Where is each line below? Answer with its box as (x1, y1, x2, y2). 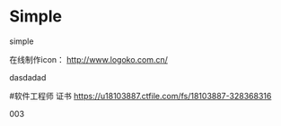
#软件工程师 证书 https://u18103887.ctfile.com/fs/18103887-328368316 (9, 90, 272, 101)
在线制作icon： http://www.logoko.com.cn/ (9, 54, 169, 64)
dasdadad (9, 71, 47, 82)
